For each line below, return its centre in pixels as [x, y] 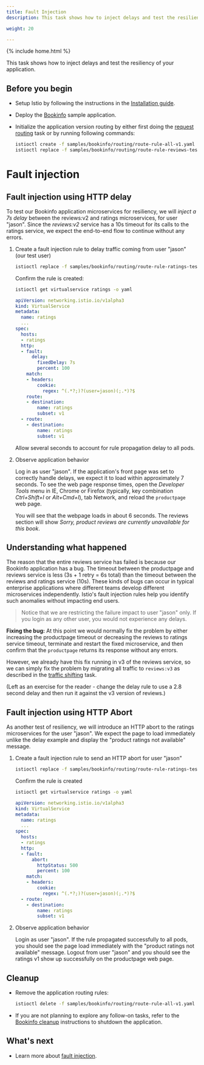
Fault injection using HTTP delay [69, 197]
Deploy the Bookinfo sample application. [66, 115]
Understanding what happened [66, 547]
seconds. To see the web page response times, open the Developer [100, 484]
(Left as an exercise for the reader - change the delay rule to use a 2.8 [94, 687]
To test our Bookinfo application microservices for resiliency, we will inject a [101, 211]
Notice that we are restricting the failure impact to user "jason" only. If [109, 612]
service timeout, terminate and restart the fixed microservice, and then [95, 644]
